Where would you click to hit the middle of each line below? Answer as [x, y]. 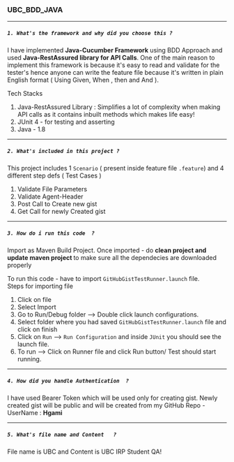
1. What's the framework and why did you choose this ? [90, 33]
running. [29, 359]
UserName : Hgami [35, 413]
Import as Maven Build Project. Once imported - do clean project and [107, 250]
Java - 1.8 [31, 129]
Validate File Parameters [52, 189]
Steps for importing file [40, 286]
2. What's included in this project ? [63, 151]
